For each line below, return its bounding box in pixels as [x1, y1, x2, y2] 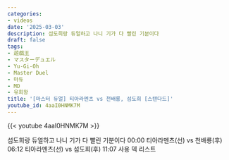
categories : [7, 10, 42, 18]
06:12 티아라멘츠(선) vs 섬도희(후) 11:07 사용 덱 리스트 [7, 144, 156, 153]
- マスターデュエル [7, 56, 56, 63]
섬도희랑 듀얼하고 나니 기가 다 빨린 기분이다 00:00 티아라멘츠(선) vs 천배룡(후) [7, 135, 223, 144]
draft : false [7, 37, 46, 44]
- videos [7, 17, 33, 24]
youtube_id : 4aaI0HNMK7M [7, 102, 80, 109]
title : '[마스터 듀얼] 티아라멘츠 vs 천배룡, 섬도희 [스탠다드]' [7, 96, 174, 103]
